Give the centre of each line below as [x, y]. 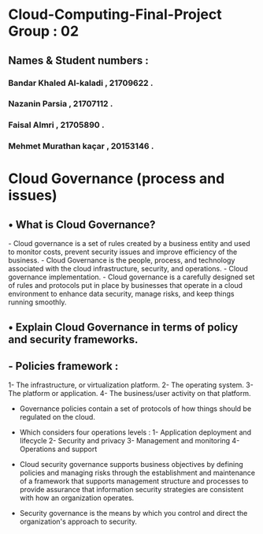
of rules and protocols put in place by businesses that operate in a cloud [125, 286]
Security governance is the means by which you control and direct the [133, 513]
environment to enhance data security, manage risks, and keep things [121, 294]
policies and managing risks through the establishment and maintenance [137, 473]
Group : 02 [44, 31]
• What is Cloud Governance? [82, 224]
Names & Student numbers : [79, 60]
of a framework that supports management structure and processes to [134, 481]
